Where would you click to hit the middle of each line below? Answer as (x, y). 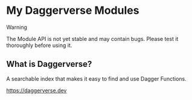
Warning (17, 27)
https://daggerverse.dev (37, 90)
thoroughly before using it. (39, 45)
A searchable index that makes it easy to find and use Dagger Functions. (96, 78)
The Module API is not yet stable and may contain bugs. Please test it (92, 39)
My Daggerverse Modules (73, 11)
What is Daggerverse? (49, 64)
